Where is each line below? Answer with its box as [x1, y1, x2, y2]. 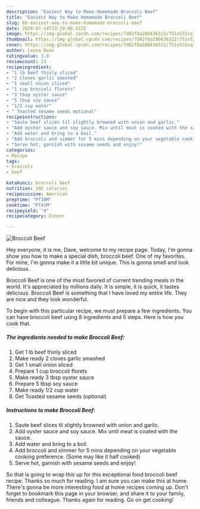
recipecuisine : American [6, 191, 68, 197]
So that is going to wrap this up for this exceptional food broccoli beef [6, 471, 177, 478]
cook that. [6, 320, 31, 327]
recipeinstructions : [6, 114, 58, 120]
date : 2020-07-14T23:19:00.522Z [6, 25, 86, 32]
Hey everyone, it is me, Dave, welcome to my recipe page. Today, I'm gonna [6, 246, 193, 254]
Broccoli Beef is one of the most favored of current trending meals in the [6, 277, 184, 284]
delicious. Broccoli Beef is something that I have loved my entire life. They [6, 289, 187, 296]
